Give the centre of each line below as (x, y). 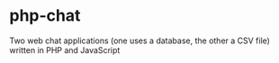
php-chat (45, 16)
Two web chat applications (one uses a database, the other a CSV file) (139, 40)
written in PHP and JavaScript (65, 49)
